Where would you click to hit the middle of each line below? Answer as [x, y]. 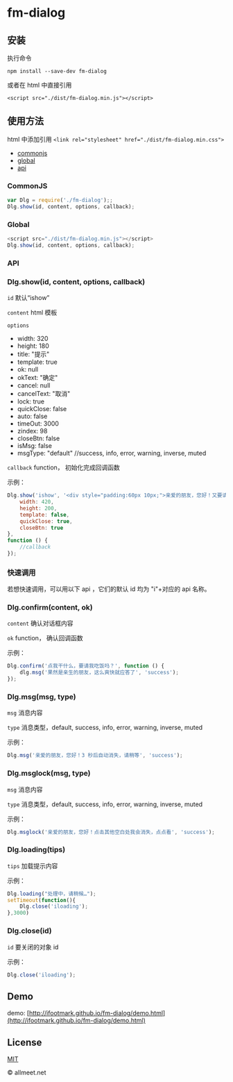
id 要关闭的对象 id [33, 947]
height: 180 [33, 346]
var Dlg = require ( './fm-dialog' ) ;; [60, 200]
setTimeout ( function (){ [42, 900]
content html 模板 [32, 313]
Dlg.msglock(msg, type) [49, 774]
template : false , [45, 515]
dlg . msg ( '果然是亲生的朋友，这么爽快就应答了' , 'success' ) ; [99, 673]
